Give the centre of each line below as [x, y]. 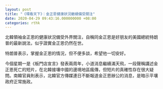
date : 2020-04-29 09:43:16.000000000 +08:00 [51, 18]
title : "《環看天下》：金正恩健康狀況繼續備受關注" [50, 14]
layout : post [18, 9]
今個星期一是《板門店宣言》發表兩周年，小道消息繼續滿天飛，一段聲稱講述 [79, 64]
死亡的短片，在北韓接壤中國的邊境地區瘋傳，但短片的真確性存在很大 [81, 70]
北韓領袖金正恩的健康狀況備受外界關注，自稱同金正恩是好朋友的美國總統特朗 [81, 37]
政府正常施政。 [20, 82]
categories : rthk [23, 23]
